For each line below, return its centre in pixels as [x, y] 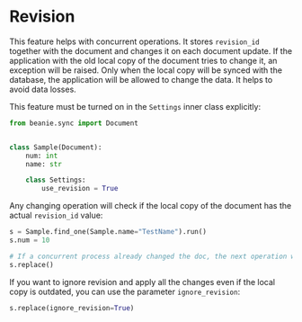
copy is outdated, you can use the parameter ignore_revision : [125, 291]
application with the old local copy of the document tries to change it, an [143, 60]
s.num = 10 [30, 240]
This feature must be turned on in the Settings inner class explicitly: [135, 106]
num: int [42, 156]
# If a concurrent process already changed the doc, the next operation [148, 256]
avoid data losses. [43, 89]
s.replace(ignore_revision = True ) [72, 308]
